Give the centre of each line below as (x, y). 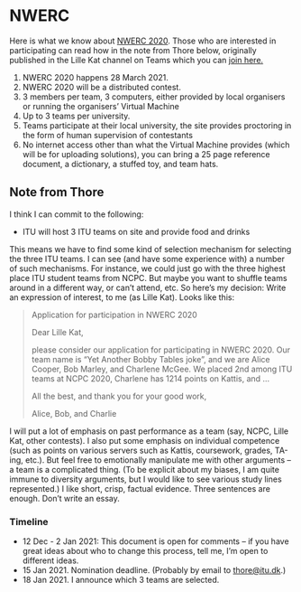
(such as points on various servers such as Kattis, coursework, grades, (141, 450)
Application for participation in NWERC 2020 (114, 315)
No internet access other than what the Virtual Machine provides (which (156, 145)
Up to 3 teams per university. (76, 116)
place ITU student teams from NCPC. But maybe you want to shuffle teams (148, 277)
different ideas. (50, 560)
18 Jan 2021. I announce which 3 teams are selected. (121, 580)
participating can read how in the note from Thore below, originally (133, 50)
